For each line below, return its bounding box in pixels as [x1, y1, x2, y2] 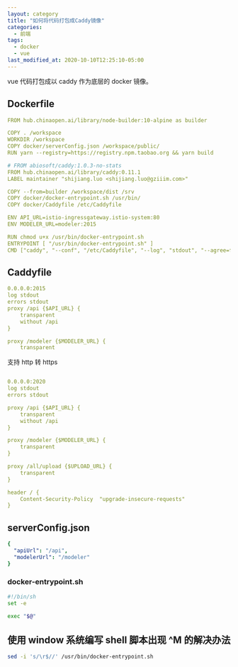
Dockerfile [7, 98, 55, 110]
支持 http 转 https [7, 358, 58, 366]
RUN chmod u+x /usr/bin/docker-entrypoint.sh [7, 233, 144, 241]
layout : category [7, 10, 59, 18]
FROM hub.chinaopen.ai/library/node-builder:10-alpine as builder [7, 116, 208, 124]
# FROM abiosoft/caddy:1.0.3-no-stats [7, 162, 122, 169]
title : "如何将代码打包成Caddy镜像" [7, 17, 105, 24]
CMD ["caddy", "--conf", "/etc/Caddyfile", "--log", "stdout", [7, 246, 198, 254]
